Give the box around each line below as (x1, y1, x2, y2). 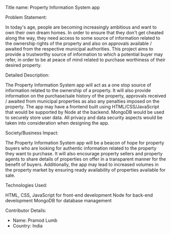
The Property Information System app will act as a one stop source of (5, 82, 152, 88)
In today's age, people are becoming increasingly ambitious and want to (5, 24, 157, 30)
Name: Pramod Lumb (12, 217, 58, 223)
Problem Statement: (5, 14, 47, 20)
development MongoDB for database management (5, 198, 112, 203)
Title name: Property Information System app (5, 5, 100, 10)
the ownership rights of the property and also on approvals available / (5, 40, 152, 46)
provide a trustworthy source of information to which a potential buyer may (5, 51, 163, 57)
